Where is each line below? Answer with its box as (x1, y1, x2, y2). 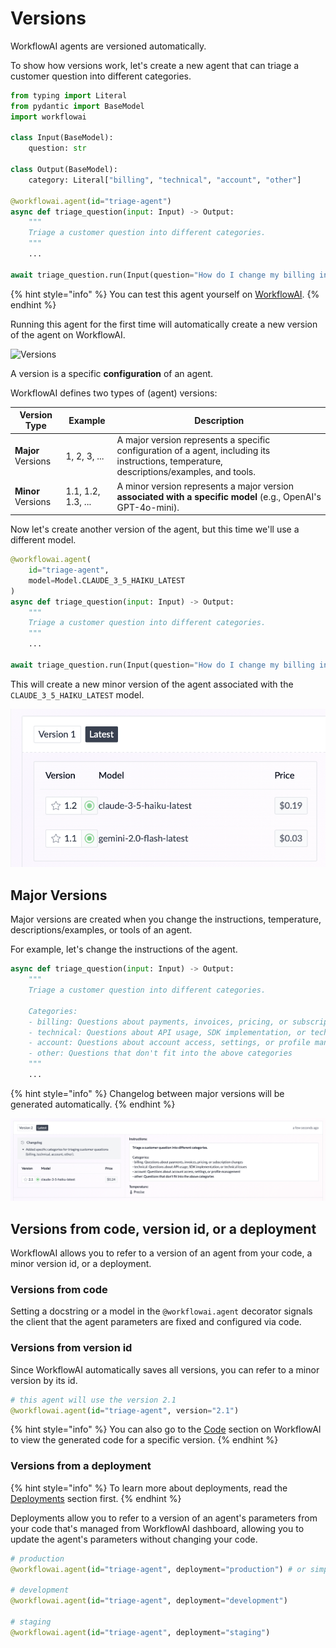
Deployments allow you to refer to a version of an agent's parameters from (10, 1512, 318, 1524)
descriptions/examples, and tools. (116, 466, 256, 478)
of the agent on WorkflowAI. (10, 328, 126, 341)
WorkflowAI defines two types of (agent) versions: (10, 387, 218, 399)
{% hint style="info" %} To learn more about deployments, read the (10, 1482, 288, 1494)
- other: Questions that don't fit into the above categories (28, 1048, 293, 1059)
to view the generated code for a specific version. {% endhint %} (10, 1434, 279, 1446)
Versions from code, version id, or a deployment (10, 1220, 317, 1237)
